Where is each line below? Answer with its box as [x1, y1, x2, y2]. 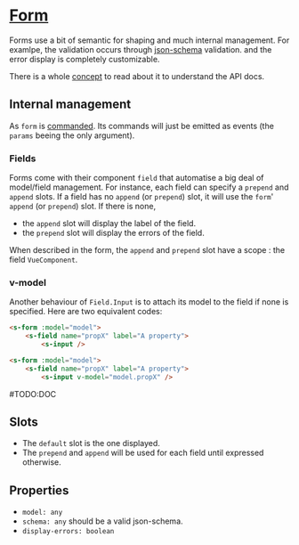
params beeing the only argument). [9, 130, 135, 141]
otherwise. [21, 457, 62, 468]
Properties [9, 483, 69, 498]
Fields [9, 152, 36, 165]
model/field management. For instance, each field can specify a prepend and [9, 182, 289, 192]
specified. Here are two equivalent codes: [9, 306, 163, 317]
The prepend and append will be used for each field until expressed [21, 447, 264, 459]
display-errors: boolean [21, 527, 115, 536]
